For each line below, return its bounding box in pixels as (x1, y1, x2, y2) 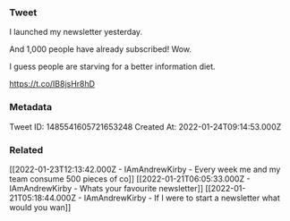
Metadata (9, 101, 52, 114)
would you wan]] (9, 201, 72, 212)
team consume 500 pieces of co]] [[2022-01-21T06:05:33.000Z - (9, 173, 251, 184)
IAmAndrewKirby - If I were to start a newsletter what (83, 192, 280, 203)
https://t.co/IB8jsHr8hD (9, 79, 96, 89)
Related (9, 143, 44, 156)
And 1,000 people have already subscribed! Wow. (9, 44, 192, 55)
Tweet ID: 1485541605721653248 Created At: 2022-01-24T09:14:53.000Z (9, 121, 282, 132)
